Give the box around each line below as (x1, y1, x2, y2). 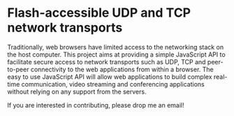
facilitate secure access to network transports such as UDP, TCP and (7, 57, 206, 66)
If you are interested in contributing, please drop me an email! (7, 101, 185, 109)
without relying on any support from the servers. (7, 87, 147, 96)
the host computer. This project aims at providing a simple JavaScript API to (7, 50, 226, 59)
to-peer (7, 65, 29, 73)
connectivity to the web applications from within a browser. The (30, 65, 214, 73)
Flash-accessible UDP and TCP (7, 5, 191, 21)
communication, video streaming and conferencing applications (21, 80, 205, 88)
